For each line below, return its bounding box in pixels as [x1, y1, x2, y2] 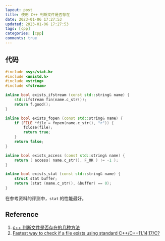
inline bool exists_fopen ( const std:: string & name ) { [5, 116, 123, 121]
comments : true [5, 36, 37, 41]
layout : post [5, 7, 33, 13]
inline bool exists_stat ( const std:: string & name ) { [5, 171, 121, 177]
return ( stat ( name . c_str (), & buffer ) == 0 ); [14, 181, 112, 186]
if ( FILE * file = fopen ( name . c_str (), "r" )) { [14, 120, 114, 125]
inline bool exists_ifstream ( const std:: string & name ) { [5, 92, 130, 98]
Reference [5, 210, 39, 219]
